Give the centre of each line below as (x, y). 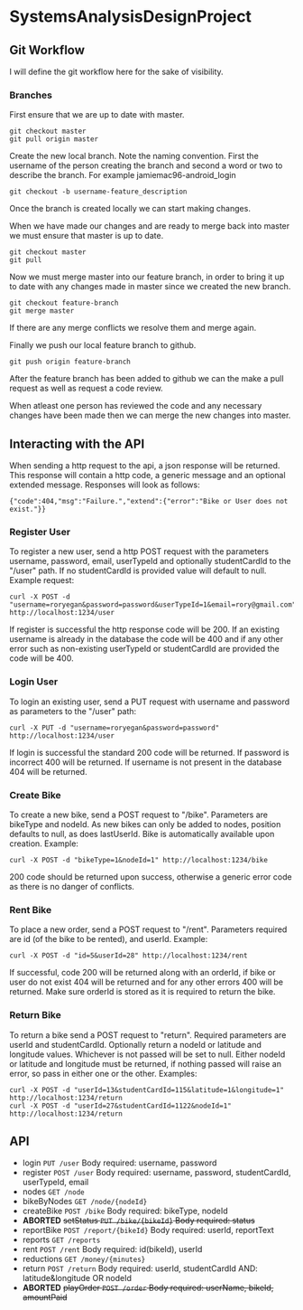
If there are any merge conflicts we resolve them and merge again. (133, 328)
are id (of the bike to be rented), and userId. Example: (109, 939)
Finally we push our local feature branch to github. (103, 345)
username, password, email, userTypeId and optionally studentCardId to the (150, 561)
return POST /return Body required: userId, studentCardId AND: (140, 1268)
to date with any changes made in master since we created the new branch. (150, 287)
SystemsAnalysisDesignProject (131, 17)
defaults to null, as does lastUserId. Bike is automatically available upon (142, 834)
